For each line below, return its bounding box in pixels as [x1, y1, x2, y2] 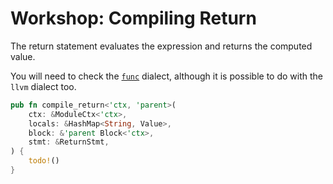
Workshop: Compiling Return [10, 7, 257, 30]
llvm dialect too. [10, 80, 77, 92]
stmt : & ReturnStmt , [28, 137, 110, 147]
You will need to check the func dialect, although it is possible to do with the [10, 70, 323, 82]
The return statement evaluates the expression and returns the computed [10, 40, 313, 52]
